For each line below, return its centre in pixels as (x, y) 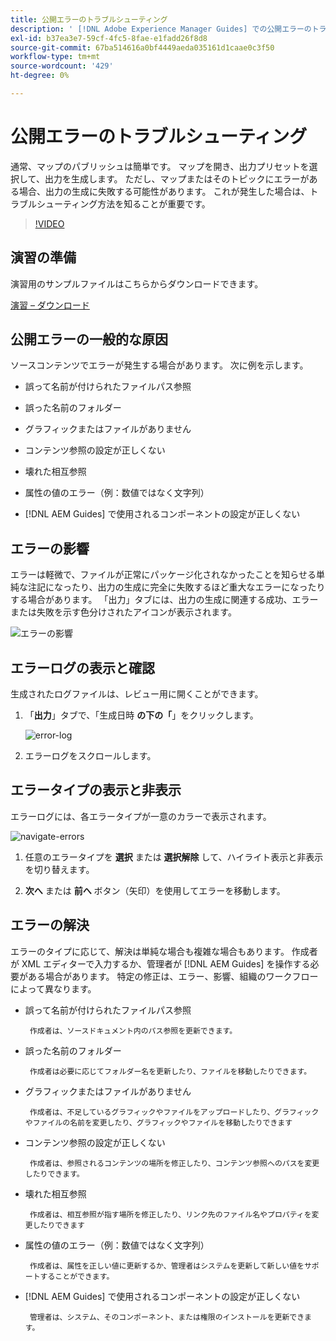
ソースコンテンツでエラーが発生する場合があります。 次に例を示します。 (159, 365)
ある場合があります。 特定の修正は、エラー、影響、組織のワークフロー (173, 976)
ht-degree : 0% (40, 76)
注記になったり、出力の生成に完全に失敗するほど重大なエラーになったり (176, 587)
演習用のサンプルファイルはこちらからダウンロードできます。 (137, 283)
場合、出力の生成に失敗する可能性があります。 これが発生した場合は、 (164, 191)
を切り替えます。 (59, 869)
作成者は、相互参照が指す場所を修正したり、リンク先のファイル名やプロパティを (170, 1214)
